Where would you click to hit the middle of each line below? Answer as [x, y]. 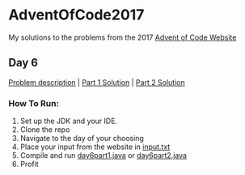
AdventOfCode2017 [76, 15]
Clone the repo [45, 130]
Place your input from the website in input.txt [95, 147]
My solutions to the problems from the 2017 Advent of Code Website [122, 37]
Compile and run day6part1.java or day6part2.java [103, 156]
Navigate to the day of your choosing [82, 139]
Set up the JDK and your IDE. [69, 121]
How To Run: [34, 103]
